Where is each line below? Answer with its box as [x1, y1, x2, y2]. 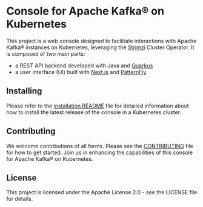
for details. [6, 195, 33, 203]
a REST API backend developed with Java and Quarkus [15, 62, 153, 69]
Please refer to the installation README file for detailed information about [6, 102, 189, 109]
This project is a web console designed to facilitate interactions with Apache [6, 37, 197, 44]
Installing [6, 86, 42, 97]
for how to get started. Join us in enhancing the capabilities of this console [6, 149, 193, 156]
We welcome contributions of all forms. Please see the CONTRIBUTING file [6, 142, 194, 149]
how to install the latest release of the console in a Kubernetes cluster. [6, 108, 182, 116]
